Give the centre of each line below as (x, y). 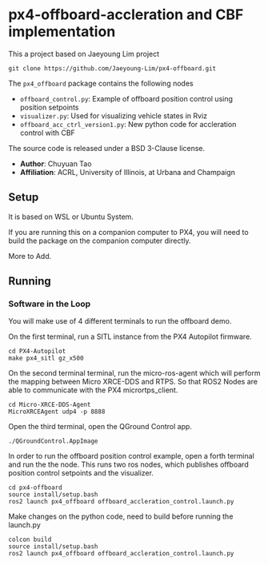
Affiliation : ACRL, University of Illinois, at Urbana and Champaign (128, 172)
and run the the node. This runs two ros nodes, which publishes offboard (129, 464)
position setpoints (49, 107)
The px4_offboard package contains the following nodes (101, 83)
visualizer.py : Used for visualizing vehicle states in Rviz (114, 115)
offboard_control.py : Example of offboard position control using (126, 98)
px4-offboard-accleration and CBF (126, 15)
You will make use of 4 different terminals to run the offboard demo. (120, 321)
